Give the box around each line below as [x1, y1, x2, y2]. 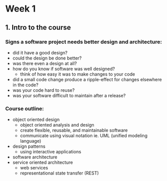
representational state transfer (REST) [20, 170, 99, 176]
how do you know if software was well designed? [12, 66, 115, 72]
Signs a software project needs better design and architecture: [5, 38, 162, 45]
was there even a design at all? [12, 60, 77, 66]
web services [20, 165, 48, 171]
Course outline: [5, 105, 44, 112]
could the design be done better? [12, 55, 82, 61]
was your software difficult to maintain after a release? [12, 92, 126, 98]
